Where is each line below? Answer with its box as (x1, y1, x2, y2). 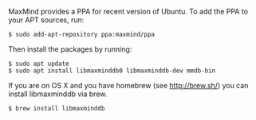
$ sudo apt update (8, 60, 69, 68)
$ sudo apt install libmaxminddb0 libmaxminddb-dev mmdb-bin (8, 67, 216, 75)
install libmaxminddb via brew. (8, 89, 108, 99)
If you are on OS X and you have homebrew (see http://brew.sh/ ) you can (8, 81, 249, 90)
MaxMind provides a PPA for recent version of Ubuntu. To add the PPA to (8, 7, 249, 16)
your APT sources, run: (8, 15, 85, 25)
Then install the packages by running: (8, 45, 132, 54)
